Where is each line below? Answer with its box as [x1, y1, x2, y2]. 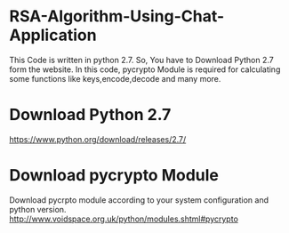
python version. [9, 204, 67, 214]
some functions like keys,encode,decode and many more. [9, 73, 221, 84]
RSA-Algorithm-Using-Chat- [9, 6, 225, 27]
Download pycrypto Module [9, 165, 220, 186]
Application [9, 25, 97, 45]
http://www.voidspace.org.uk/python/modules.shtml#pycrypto [9, 213, 238, 224]
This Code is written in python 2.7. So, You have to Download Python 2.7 [9, 54, 274, 65]
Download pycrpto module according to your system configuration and [9, 194, 269, 205]
